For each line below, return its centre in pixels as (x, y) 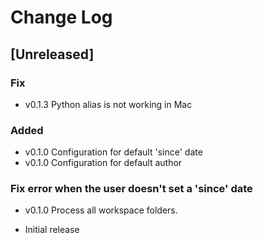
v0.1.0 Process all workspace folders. (101, 210)
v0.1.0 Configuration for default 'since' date (113, 152)
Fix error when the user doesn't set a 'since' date (131, 189)
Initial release (52, 230)
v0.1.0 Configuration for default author (103, 163)
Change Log (61, 17)
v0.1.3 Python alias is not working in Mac (108, 104)
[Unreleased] (52, 54)
